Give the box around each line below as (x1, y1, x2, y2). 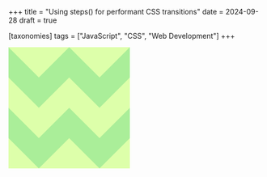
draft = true (19, 15, 57, 25)
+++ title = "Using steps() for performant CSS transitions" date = (8, 7, 224, 16)
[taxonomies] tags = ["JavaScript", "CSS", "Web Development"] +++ (8, 32, 235, 40)
